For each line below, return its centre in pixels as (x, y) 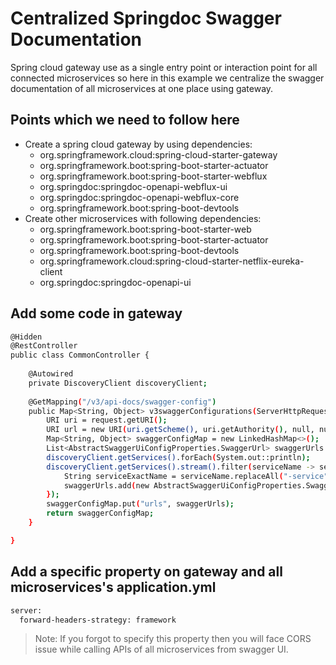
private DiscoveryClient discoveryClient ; (118, 383)
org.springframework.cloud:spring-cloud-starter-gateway (158, 154)
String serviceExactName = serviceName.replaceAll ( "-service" (196, 476)
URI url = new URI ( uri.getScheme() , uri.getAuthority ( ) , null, (180, 430)
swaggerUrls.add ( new (106, 485)
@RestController (44, 346)
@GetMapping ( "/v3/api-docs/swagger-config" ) (122, 402)
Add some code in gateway (96, 313)
